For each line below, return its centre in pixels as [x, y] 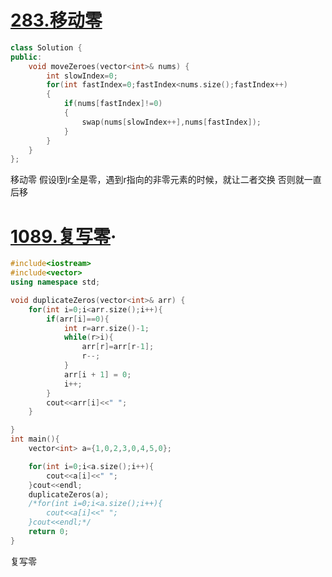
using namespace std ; [55, 282]
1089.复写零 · [63, 236]
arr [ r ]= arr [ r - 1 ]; [118, 347]
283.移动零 [56, 20]
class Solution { [46, 47]
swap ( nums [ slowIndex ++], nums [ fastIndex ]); [171, 122]
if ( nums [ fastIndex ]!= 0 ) [113, 104]
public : [26, 57]
